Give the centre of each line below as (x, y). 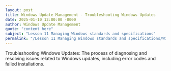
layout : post (19, 10)
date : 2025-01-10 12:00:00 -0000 (41, 19)
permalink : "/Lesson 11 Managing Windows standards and (66, 39)
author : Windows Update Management (43, 24)
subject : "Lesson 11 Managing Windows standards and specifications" (81, 34)
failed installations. (25, 64)
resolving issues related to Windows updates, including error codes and (81, 58)
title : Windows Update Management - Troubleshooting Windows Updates (81, 15)
